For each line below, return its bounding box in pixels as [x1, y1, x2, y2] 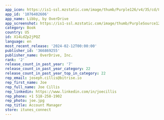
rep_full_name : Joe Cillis [5, 84, 60, 90]
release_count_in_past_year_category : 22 [5, 67, 91, 72]
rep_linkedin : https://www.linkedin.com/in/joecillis [5, 89, 117, 94]
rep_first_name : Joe [5, 80, 47, 85]
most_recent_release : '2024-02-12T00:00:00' [5, 44, 97, 48]
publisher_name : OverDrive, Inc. [5, 52, 73, 58]
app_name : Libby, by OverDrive [5, 16, 69, 21]
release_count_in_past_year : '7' [5, 62, 73, 67]
